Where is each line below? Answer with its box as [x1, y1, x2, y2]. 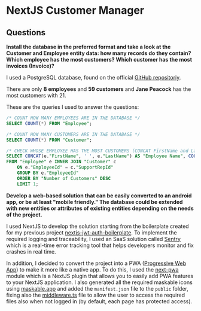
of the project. [6, 211, 42, 218]
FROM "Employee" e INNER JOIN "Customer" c [6, 159, 117, 165]
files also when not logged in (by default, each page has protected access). [6, 297, 193, 305]
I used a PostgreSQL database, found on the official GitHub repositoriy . [6, 74, 181, 81]
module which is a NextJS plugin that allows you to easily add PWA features [6, 272, 193, 279]
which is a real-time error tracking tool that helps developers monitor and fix [6, 242, 194, 249]
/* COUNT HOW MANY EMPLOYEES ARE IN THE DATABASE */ [6, 115, 141, 121]
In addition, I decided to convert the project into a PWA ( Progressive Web [6, 260, 187, 267]
